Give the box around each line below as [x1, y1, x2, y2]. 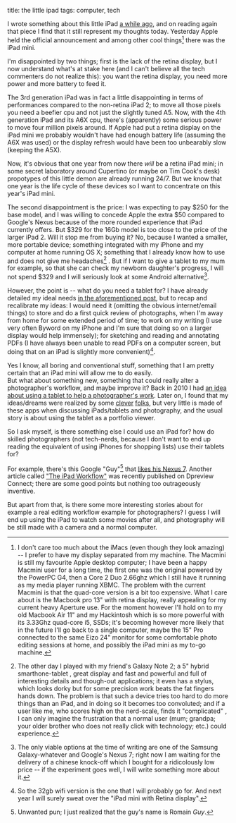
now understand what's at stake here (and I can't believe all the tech [7, 64, 206, 73]
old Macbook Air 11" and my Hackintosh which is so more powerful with [17, 611, 225, 619]
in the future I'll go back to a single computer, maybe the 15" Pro [17, 626, 204, 634]
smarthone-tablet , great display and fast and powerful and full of [17, 669, 207, 678]
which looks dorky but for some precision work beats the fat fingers [17, 684, 214, 693]
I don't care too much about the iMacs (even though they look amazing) [17, 543, 225, 552]
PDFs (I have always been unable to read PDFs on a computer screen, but [7, 339, 221, 347]
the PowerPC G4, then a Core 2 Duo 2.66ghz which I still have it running [17, 573, 226, 582]
